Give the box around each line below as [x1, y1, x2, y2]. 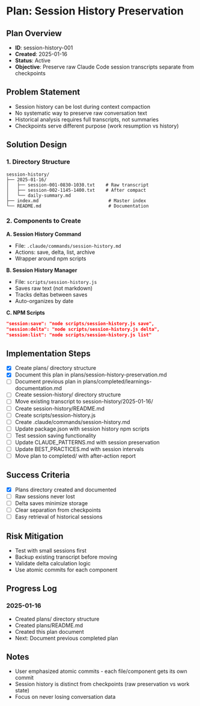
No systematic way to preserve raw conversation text [14, 109, 147, 117]
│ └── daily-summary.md [6, 192, 71, 198]
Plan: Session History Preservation [6, 4, 184, 18]
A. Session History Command [6, 230, 82, 238]
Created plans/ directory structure [14, 615, 100, 622]
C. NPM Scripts [6, 308, 45, 316]
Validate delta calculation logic [14, 559, 91, 566]
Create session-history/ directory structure [14, 391, 121, 398]
